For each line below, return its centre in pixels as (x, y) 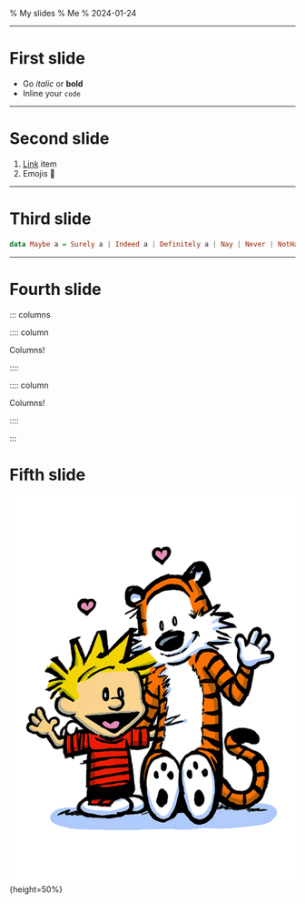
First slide (48, 59)
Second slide (59, 139)
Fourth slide (55, 289)
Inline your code (52, 93)
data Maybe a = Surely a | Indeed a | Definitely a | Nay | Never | (142, 244)
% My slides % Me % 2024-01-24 (73, 13)
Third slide (50, 219)
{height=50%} (36, 889)
